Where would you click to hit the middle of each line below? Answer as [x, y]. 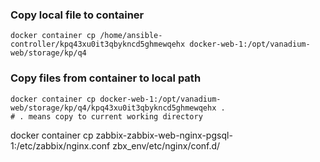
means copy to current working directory [115, 116]
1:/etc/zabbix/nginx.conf [60, 145]
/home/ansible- [131, 36]
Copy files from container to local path [106, 78]
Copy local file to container [77, 15]
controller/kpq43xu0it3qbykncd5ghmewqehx [98, 44]
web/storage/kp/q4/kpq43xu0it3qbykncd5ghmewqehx [113, 108]
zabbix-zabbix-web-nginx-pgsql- [164, 135]
